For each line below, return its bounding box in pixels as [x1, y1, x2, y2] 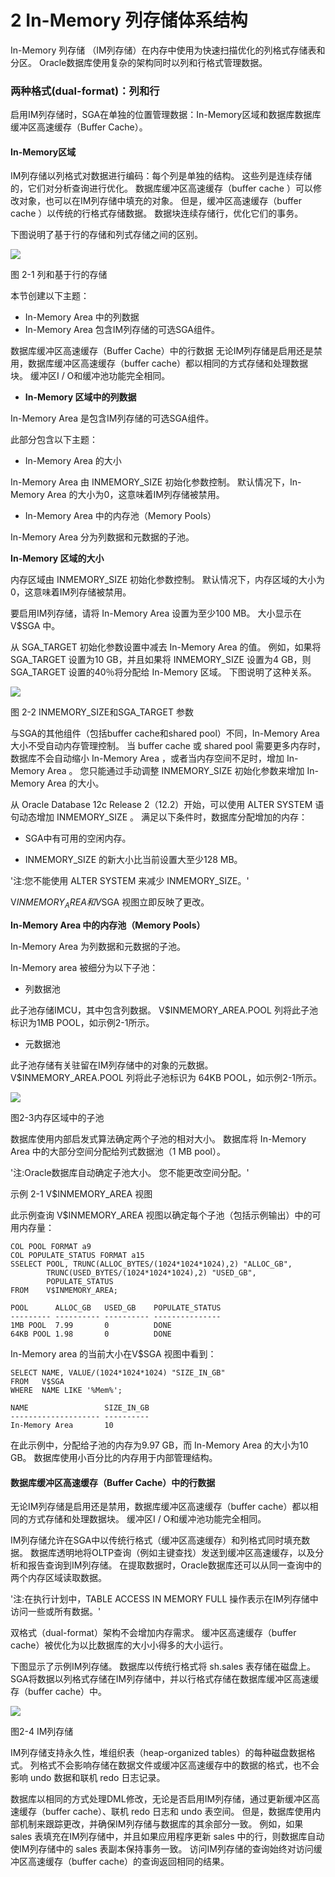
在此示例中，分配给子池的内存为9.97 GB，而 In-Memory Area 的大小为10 [10, 1439, 309, 1451]
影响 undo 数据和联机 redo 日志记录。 [10, 1772, 166, 1784]
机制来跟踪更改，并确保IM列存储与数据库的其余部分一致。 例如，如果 [18, 1818, 304, 1830]
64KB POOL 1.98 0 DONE [10, 1329, 172, 1340]
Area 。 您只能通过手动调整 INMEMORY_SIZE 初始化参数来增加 [46, 765, 305, 777]
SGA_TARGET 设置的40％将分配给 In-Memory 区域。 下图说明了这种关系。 [10, 666, 317, 678]
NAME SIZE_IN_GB [10, 1403, 150, 1413]
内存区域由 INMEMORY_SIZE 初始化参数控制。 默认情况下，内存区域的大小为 [10, 574, 326, 586]
